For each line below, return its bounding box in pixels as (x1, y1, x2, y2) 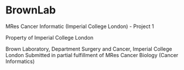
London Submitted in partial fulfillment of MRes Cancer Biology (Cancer (5, 51, 179, 58)
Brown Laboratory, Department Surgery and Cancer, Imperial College (5, 45, 172, 52)
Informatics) (5, 58, 35, 65)
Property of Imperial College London (5, 34, 94, 41)
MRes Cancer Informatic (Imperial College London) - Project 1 (5, 23, 154, 30)
